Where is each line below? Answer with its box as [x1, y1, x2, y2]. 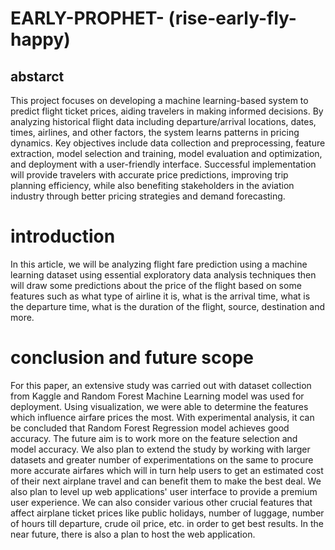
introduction [10, 225, 116, 248]
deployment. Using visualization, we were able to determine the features [10, 400, 309, 412]
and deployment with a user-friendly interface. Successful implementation [10, 158, 317, 170]
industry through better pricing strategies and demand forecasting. [10, 190, 286, 202]
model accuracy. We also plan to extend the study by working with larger [10, 443, 311, 455]
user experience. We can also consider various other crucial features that [10, 496, 313, 508]
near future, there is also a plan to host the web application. [10, 528, 256, 540]
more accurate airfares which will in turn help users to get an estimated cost [10, 464, 324, 476]
